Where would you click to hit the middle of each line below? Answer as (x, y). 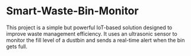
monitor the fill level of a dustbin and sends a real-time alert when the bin (95, 40)
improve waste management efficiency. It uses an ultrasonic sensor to (92, 33)
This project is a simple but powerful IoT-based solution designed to (89, 27)
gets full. (17, 46)
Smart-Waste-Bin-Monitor (72, 11)
